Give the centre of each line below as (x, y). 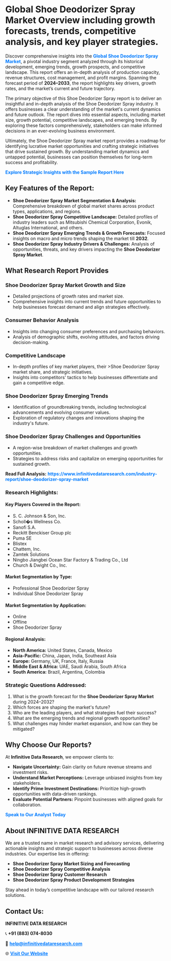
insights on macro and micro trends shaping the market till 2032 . (81, 238)
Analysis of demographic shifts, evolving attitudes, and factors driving (86, 337)
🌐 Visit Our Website (27, 953)
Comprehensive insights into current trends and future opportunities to (87, 302)
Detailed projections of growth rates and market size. (68, 296)
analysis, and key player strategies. (82, 42)
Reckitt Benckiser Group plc (42, 532)
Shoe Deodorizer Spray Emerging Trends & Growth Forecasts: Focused (89, 233)
